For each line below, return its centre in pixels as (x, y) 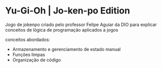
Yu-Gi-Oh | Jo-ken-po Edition (67, 11)
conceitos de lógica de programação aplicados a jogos (62, 29)
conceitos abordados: (28, 39)
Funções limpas (29, 54)
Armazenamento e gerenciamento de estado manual (66, 49)
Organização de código (36, 59)
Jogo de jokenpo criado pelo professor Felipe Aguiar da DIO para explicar (81, 24)
